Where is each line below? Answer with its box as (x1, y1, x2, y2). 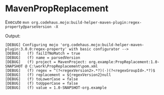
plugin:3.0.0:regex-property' (5, 47, 67, 51)
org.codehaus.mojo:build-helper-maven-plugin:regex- (31, 20, 142, 25)
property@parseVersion (5, 24, 52, 29)
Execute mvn (5, 19, 30, 25)
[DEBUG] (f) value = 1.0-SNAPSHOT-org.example (5, 85, 107, 90)
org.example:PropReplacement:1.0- (89, 59, 160, 64)
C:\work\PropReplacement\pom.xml (29, 64, 98, 69)
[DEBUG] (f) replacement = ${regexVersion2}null (5, 72, 111, 77)
